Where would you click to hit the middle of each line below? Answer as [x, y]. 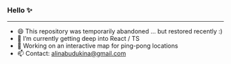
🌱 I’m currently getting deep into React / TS [78, 39]
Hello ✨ [20, 10]
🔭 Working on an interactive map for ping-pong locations [98, 46]
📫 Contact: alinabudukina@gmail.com [71, 54]
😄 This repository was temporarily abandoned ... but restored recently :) [120, 31]
